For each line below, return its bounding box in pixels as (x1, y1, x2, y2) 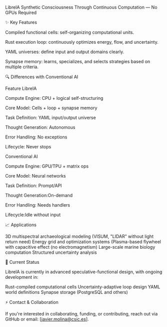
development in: (5, 274, 38, 280)
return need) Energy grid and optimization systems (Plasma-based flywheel (5, 239, 161, 245)
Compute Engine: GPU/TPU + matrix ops (5, 163, 89, 169)
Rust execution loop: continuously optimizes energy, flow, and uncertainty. (5, 39, 158, 45)
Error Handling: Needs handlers (5, 202, 70, 208)
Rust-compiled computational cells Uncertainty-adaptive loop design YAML (5, 284, 160, 290)
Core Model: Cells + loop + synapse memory (5, 105, 97, 111)
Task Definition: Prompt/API (5, 183, 62, 189)
